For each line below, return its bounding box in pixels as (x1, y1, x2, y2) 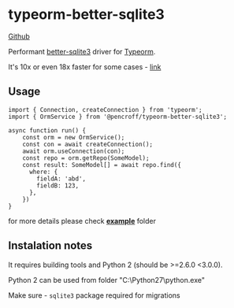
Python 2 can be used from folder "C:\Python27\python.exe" (8, 275, 205, 284)
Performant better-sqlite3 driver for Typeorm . (8, 46, 156, 56)
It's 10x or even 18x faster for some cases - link (8, 61, 162, 72)
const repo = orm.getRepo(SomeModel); (22, 154, 150, 162)
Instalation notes (8, 239, 93, 253)
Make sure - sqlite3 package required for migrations (8, 290, 180, 300)
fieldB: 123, (36, 181, 80, 190)
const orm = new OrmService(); (22, 133, 125, 141)
